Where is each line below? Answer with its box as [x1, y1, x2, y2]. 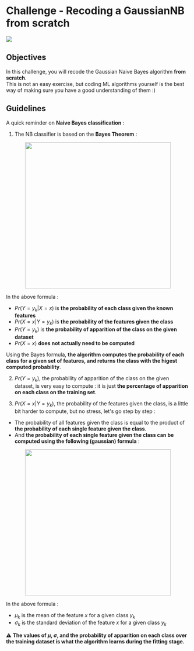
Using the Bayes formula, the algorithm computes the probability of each [6, 351, 185, 358]
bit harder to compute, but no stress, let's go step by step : [14, 408, 156, 415]
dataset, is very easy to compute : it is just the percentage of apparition [14, 382, 188, 390]
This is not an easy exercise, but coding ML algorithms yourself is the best [6, 80, 185, 87]
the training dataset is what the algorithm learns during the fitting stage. [6, 638, 185, 645]
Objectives [6, 53, 47, 63]
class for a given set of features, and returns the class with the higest [6, 357, 178, 364]
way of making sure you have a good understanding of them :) [6, 87, 156, 94]
